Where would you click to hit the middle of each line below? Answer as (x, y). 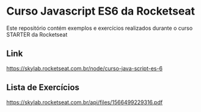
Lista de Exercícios (43, 87)
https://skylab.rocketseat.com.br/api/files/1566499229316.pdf (85, 102)
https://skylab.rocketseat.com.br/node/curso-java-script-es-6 (85, 68)
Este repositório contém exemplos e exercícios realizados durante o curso (100, 28)
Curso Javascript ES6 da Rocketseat (101, 11)
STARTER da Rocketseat (37, 34)
